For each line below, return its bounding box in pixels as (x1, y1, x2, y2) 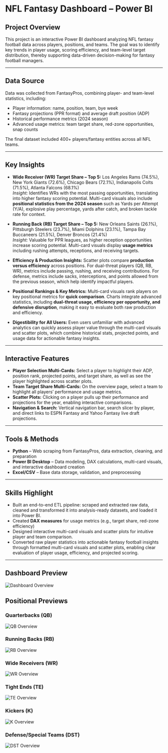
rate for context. (12, 211, 46, 217)
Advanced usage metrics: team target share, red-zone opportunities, (12, 121, 154, 127)
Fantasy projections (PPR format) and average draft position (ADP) (12, 110, 150, 116)
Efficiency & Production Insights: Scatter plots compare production (12, 257, 154, 263)
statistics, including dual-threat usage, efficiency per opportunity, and (12, 299, 160, 305)
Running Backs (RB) (5, 636, 54, 643)
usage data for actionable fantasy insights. (12, 335, 100, 341)
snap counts (12, 126, 38, 132)
